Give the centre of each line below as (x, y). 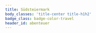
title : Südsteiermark (27, 9)
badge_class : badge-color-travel (40, 18)
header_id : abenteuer (27, 23)
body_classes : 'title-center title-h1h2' (48, 14)
